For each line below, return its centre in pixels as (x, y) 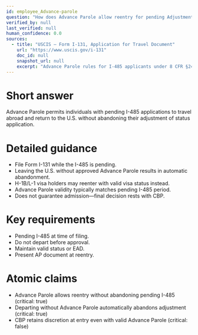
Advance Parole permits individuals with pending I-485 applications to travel (99, 112)
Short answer (40, 96)
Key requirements (51, 220)
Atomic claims (42, 279)
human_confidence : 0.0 (34, 34)
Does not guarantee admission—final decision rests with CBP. (90, 196)
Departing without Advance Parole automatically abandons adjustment (100, 308)
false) (22, 326)
